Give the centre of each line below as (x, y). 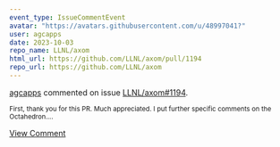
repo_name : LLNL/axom (50, 51)
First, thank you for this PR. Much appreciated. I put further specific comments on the (140, 109)
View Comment (38, 133)
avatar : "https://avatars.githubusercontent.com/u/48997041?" (127, 26)
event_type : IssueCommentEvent (68, 17)
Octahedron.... (31, 117)
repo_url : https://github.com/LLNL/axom (86, 68)
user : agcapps (36, 34)
